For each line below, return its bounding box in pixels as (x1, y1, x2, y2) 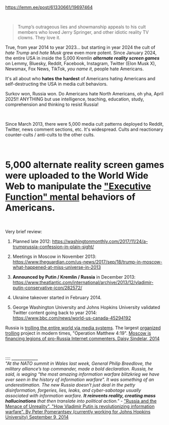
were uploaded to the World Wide (5, 170, 149, 181)
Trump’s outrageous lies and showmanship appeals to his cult (17, 24, 146, 30)
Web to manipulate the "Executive (5, 181, 151, 192)
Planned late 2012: (12, 238, 51, 244)
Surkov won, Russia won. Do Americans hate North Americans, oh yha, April (5, 91, 164, 96)
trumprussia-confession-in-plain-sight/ (12, 243, 94, 249)
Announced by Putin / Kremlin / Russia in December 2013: (12, 274, 136, 280)
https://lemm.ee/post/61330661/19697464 (5, 5, 93, 10)
